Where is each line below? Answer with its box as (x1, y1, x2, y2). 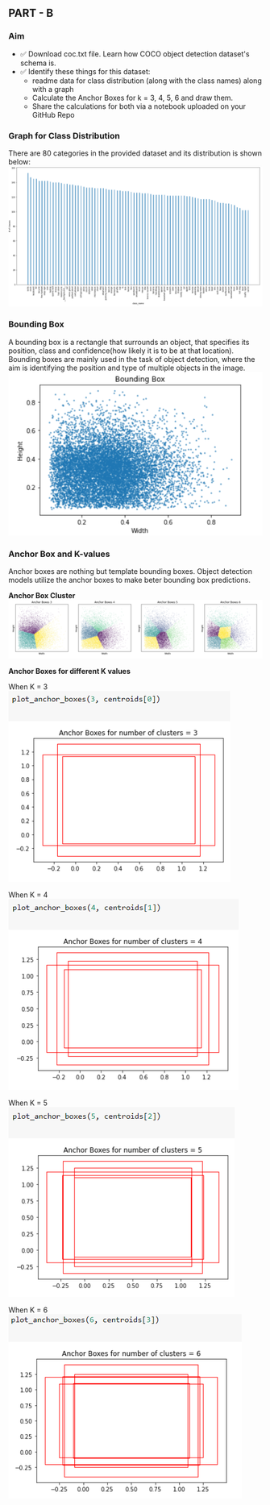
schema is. (19, 58, 56, 68)
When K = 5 (8, 1098, 48, 1108)
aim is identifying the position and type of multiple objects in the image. (8, 363, 246, 372)
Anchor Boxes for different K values (8, 666, 131, 676)
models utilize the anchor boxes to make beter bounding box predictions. (8, 576, 251, 585)
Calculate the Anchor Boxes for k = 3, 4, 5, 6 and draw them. (31, 93, 234, 102)
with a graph (31, 84, 74, 94)
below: (8, 156, 31, 166)
